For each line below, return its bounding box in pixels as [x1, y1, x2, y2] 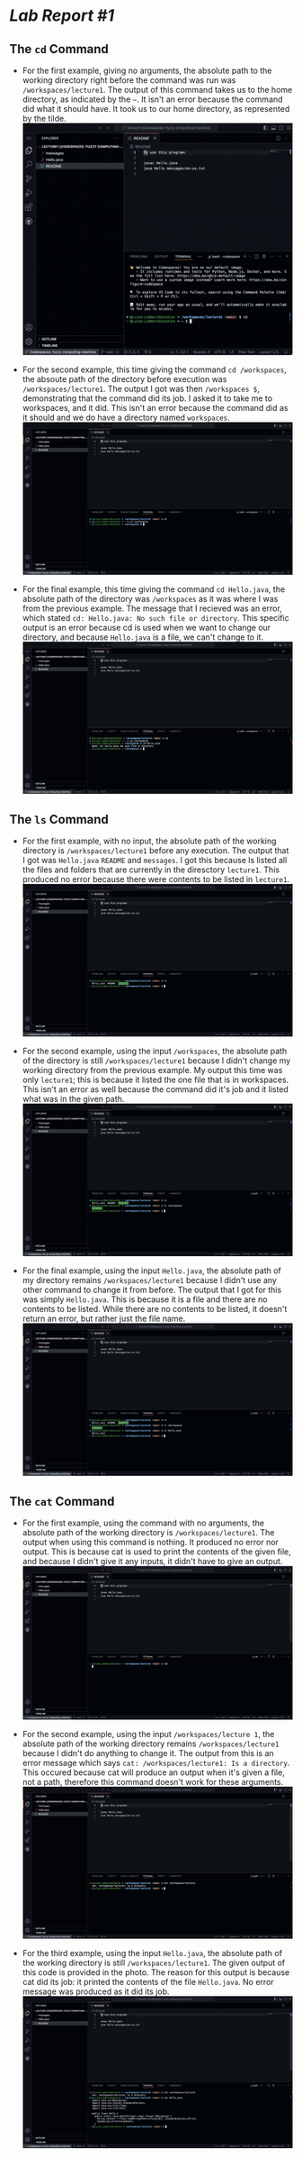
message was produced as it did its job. [22, 1986, 170, 1997]
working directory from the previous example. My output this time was [22, 1065, 283, 1076]
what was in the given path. [22, 1094, 125, 1105]
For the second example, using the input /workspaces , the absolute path [22, 1046, 288, 1057]
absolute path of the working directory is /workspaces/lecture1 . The [22, 1527, 275, 1538]
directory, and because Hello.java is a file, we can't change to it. [22, 632, 263, 642]
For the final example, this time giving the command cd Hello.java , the [22, 583, 286, 595]
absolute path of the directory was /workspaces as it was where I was [22, 593, 279, 604]
